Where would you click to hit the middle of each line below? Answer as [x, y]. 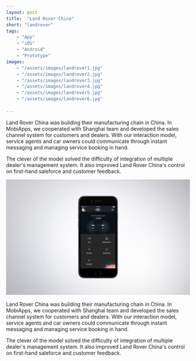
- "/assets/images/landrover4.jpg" [60, 87]
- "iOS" [26, 43]
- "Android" [31, 50]
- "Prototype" [34, 56]
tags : [13, 31]
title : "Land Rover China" [40, 18]
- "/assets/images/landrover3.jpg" [60, 80]
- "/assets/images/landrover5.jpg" [60, 93]
